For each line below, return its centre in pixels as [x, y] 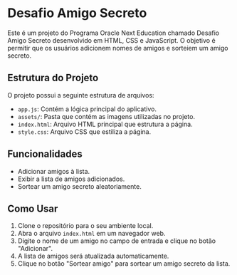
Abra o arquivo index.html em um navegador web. [91, 234]
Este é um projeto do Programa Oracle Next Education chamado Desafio [113, 33]
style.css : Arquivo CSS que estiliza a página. [84, 131]
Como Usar [33, 208]
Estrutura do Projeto [53, 78]
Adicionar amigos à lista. [54, 171]
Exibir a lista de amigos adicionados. [71, 179]
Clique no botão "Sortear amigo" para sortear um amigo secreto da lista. [124, 264]
